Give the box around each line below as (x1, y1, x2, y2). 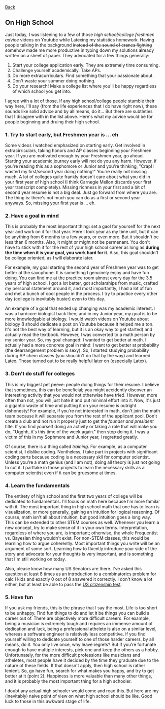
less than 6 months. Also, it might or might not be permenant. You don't (5, 239, 150, 245)
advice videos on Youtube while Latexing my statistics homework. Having (5, 37, 155, 42)
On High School (5, 18, 54, 27)
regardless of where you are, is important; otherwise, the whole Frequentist (5, 530, 158, 536)
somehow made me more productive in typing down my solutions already (5, 47, 154, 53)
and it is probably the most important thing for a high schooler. (5, 678, 132, 684)
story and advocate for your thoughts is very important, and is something (5, 551, 154, 557)
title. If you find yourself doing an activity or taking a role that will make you (5, 423, 158, 429)
